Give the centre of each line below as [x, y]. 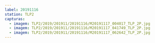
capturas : [15, 19]
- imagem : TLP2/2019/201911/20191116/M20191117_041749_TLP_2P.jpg [80, 28]
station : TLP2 [19, 14]
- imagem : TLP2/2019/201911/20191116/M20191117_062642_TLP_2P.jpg [80, 33]
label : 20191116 [21, 10]
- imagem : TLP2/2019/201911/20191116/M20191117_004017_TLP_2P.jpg [80, 23]
